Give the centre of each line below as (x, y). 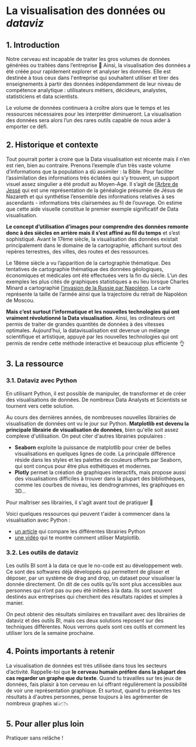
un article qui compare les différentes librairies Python (80, 531)
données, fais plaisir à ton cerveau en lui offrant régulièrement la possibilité (97, 684)
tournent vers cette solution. (40, 405)
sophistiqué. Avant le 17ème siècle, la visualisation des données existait (92, 239)
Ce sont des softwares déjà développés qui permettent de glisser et (88, 572)
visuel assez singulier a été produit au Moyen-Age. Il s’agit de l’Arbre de (92, 184)
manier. (15, 603)
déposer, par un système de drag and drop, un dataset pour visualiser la (93, 578)
